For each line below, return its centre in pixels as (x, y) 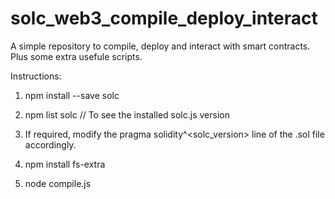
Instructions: (36, 76)
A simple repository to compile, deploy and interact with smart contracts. (160, 46)
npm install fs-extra (65, 164)
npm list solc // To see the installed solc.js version (127, 114)
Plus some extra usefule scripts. (76, 56)
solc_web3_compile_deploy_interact (164, 18)
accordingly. (50, 144)
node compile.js (58, 183)
